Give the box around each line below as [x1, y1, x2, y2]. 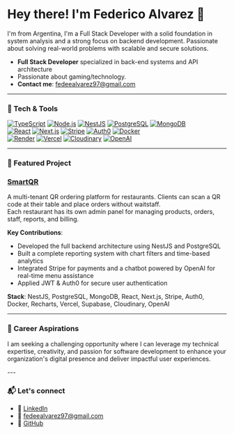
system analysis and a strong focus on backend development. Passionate [7, 36, 218, 45]
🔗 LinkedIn [17, 404, 48, 413]
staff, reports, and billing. [7, 215, 79, 224]
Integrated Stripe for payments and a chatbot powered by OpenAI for [17, 264, 216, 272]
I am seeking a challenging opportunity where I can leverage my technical [7, 339, 219, 348]
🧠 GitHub [17, 419, 44, 428]
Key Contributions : [7, 228, 63, 237]
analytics [17, 257, 44, 265]
